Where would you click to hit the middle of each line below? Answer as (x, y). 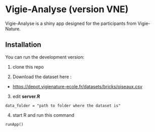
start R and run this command (43, 115)
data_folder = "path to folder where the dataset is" (63, 106)
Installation (23, 45)
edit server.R (26, 96)
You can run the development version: (45, 57)
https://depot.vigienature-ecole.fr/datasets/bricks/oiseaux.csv (77, 86)
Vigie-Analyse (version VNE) (67, 9)
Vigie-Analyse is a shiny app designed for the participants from (71, 23)
